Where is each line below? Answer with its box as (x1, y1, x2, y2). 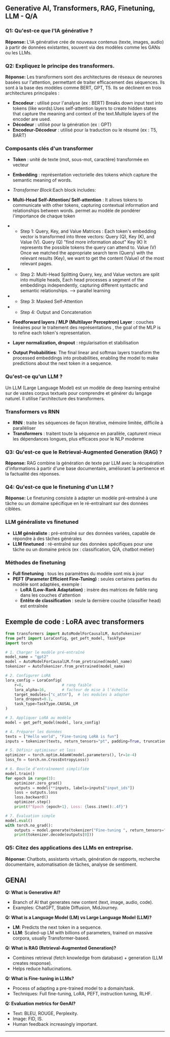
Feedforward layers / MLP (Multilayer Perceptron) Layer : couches (12, 319, 154, 325)
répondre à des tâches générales (12, 536, 82, 542)
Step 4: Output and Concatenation (20, 309, 92, 316)
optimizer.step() (14, 800, 51, 805)
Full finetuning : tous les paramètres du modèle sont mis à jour (12, 571, 144, 577)
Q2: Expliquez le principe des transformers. (5, 62, 115, 69)
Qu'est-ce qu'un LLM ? (5, 373, 63, 380)
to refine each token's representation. (12, 330, 92, 336)
